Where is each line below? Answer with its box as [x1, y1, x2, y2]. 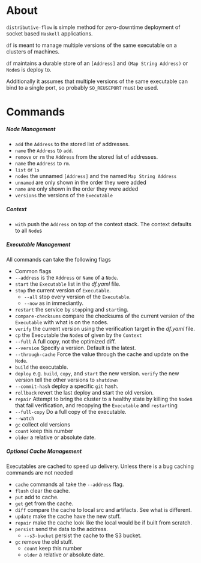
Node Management [6, 125, 56, 132]
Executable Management [6, 241, 71, 248]
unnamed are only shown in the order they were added [14, 179, 146, 186]
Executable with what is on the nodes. [14, 319, 109, 326]
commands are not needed [6, 469, 73, 476]
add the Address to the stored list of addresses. [14, 141, 130, 148]
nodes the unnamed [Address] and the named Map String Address [14, 173, 177, 180]
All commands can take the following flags [6, 256, 111, 263]
